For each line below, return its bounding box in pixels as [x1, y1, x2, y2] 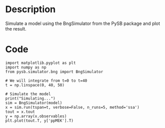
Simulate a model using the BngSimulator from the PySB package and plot [5, 20, 160, 26]
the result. [5, 25, 27, 31]
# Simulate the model [5, 91, 51, 97]
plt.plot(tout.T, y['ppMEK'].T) [5, 118, 74, 123]
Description [5, 4, 56, 15]
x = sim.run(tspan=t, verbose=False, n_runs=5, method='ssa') [5, 105, 140, 110]
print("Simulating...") [5, 95, 56, 101]
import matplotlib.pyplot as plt [5, 60, 76, 66]
